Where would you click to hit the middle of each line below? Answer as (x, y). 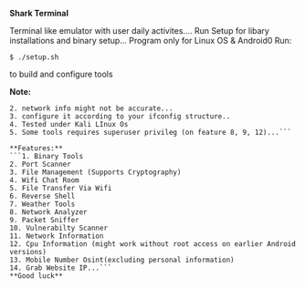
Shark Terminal (39, 13)
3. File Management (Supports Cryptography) (95, 172)
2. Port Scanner (40, 164)
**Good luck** (37, 276)
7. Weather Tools (42, 204)
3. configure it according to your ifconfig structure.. (120, 117)
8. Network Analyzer (49, 212)
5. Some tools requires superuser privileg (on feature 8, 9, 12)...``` (151, 132)
